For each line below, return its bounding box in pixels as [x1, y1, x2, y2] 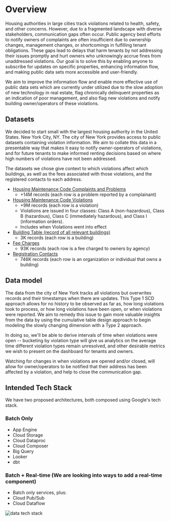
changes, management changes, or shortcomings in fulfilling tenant [5, 42, 147, 48]
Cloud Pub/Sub [12, 495, 45, 501]
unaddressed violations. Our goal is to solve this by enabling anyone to [5, 58, 153, 64]
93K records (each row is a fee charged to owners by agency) [20, 245, 150, 251]
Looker [12, 453, 28, 460]
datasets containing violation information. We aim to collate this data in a [5, 139, 157, 145]
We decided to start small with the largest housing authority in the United [5, 128, 158, 135]
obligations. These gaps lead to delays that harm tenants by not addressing [5, 47, 163, 53]
